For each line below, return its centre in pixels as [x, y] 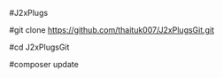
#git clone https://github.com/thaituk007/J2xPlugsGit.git [112, 30]
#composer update [44, 64]
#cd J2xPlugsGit [39, 47]
